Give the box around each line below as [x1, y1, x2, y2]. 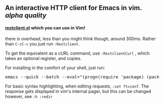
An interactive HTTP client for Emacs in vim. [5, 4, 142, 12]
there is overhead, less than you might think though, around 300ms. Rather [5, 36, 156, 42]
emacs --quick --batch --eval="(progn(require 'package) [5, 74, 144, 79]
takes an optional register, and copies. [5, 55, 82, 61]
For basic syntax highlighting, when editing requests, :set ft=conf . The [5, 83, 149, 89]
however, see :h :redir [5, 93, 53, 99]
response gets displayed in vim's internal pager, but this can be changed [5, 88, 151, 94]
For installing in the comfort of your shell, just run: [5, 65, 105, 71]
